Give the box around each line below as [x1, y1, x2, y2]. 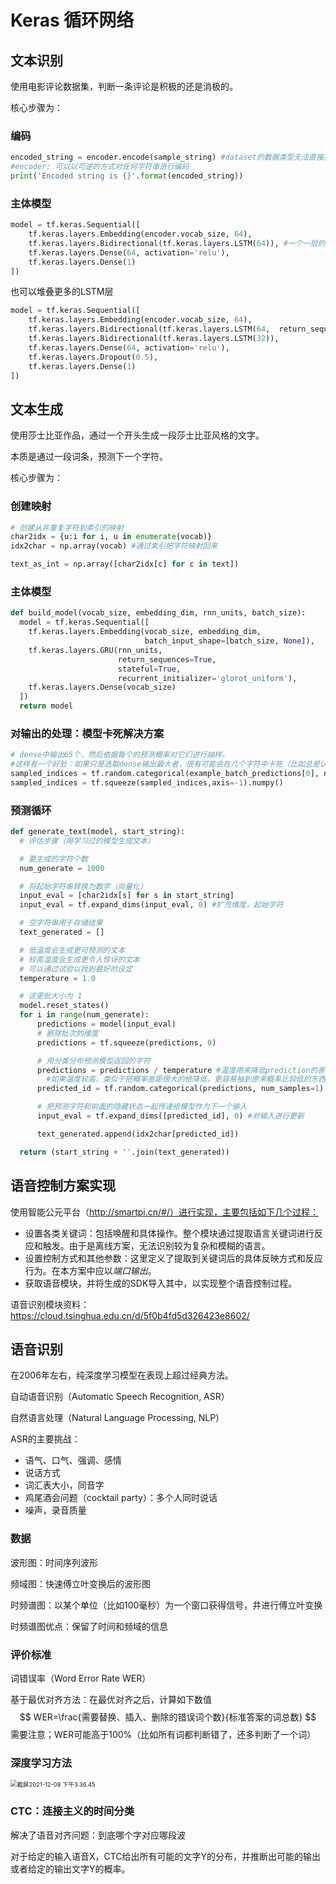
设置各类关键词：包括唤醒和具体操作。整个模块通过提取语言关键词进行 [24, 1227, 315, 1239]
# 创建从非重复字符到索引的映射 [10, 522, 124, 533]
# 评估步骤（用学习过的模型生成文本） [19, 836, 155, 846]
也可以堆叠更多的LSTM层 [10, 286, 114, 298]
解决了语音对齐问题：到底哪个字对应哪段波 [10, 1829, 186, 1841]
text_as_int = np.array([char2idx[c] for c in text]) [10, 559, 240, 570]
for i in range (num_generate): [19, 1010, 150, 1020]
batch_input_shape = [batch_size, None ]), [144, 636, 315, 646]
